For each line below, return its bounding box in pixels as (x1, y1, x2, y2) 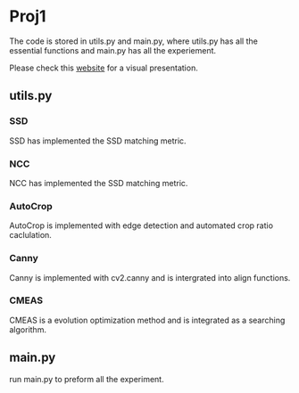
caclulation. (9, 230, 52, 241)
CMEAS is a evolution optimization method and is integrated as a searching (9, 315, 286, 325)
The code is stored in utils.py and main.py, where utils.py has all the (9, 36, 259, 46)
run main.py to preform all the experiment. (9, 373, 164, 384)
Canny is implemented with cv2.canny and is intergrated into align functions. (9, 272, 291, 282)
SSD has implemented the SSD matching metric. (9, 135, 187, 146)
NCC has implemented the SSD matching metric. (9, 177, 188, 188)
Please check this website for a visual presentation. (9, 62, 198, 73)
